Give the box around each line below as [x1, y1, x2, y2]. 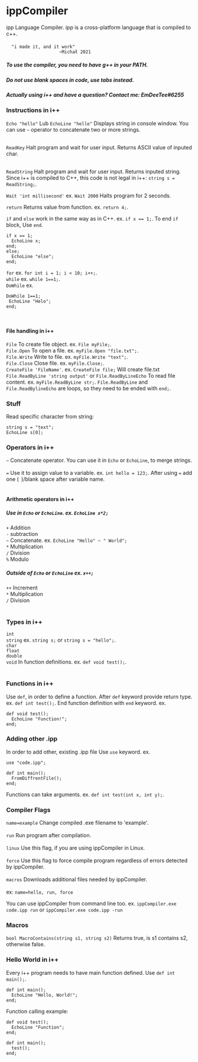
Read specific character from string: [6, 413, 95, 420]
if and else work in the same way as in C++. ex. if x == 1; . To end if [6, 215, 178, 222]
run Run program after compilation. [6, 832, 92, 839]
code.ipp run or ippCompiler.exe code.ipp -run [6, 906, 123, 914]
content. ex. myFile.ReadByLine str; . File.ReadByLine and [6, 378, 148, 385]
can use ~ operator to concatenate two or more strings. [6, 126, 141, 133]
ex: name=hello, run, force [6, 888, 73, 896]
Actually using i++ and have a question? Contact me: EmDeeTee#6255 [6, 91, 184, 98]
